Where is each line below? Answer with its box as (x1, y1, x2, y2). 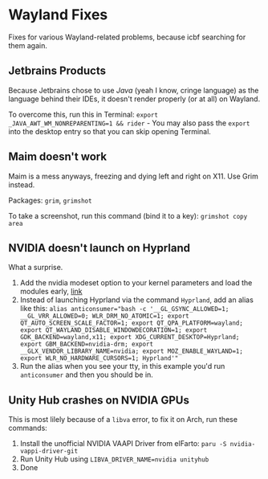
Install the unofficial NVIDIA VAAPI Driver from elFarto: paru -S (19, 439, 227, 448)
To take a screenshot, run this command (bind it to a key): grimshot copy (8, 211, 248, 220)
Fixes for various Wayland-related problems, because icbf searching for (8, 32, 246, 42)
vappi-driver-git (19, 448, 79, 456)
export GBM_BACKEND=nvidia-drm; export (19, 340, 154, 349)
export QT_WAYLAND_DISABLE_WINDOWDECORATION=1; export (19, 326, 208, 334)
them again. (8, 40, 48, 50)
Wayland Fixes (8, 6, 108, 24)
